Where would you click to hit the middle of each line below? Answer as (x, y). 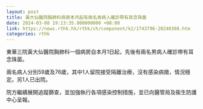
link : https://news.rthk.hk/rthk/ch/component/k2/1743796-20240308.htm (98, 28)
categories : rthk (28, 34)
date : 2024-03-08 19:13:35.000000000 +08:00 (63, 23)
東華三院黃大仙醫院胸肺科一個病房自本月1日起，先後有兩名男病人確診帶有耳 (100, 52)
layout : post (23, 12)
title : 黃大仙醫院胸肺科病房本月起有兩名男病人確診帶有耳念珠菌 (76, 17)
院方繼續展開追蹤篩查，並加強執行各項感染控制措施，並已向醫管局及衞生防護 (101, 92)
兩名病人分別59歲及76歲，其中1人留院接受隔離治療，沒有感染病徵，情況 (96, 72)
